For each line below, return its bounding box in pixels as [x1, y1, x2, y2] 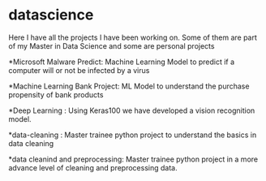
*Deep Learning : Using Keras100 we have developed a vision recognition [8, 106, 255, 115]
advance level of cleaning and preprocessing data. [8, 162, 178, 172]
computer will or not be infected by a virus [8, 65, 150, 75]
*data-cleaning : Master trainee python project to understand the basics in [8, 130, 257, 140]
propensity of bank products [8, 89, 104, 99]
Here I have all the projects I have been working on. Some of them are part [8, 32, 258, 42]
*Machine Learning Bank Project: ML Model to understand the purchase [8, 81, 250, 91]
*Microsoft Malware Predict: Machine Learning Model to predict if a [8, 57, 235, 67]
